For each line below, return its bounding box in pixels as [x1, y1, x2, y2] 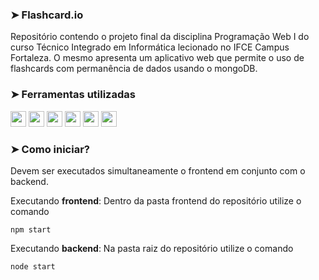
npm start [10, 224, 52, 235]
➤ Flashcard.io [10, 8, 84, 22]
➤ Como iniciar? [10, 142, 90, 156]
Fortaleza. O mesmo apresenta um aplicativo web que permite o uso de [10, 52, 305, 64]
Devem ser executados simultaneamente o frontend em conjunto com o [10, 164, 306, 177]
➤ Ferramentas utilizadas [10, 88, 136, 102]
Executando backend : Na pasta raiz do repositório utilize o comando [10, 242, 294, 254]
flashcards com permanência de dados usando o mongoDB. [10, 63, 258, 75]
